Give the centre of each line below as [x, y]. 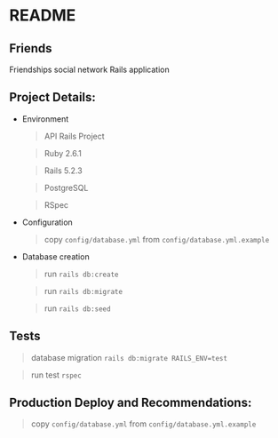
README [43, 16]
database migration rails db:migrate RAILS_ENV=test [129, 357]
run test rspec [56, 375]
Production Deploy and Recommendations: [131, 403]
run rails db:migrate [83, 291]
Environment [45, 119]
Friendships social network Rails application [90, 69]
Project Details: [52, 97]
